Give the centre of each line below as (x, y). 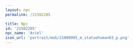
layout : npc (18, 10)
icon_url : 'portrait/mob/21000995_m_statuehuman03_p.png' (67, 38)
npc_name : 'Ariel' (24, 33)
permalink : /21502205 (28, 15)
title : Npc (17, 24)
